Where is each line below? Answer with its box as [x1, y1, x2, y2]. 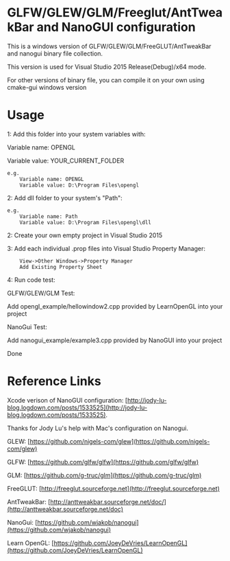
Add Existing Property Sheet [19, 263, 103, 270]
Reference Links [7, 374, 101, 389]
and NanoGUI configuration [36, 19, 196, 35]
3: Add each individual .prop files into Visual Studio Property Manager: [7, 244, 206, 252]
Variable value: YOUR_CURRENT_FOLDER [7, 156, 125, 165]
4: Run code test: [7, 276, 56, 284]
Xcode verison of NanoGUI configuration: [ [7, 396, 128, 404]
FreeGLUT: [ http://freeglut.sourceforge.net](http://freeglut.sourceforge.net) [7, 484, 220, 492]
